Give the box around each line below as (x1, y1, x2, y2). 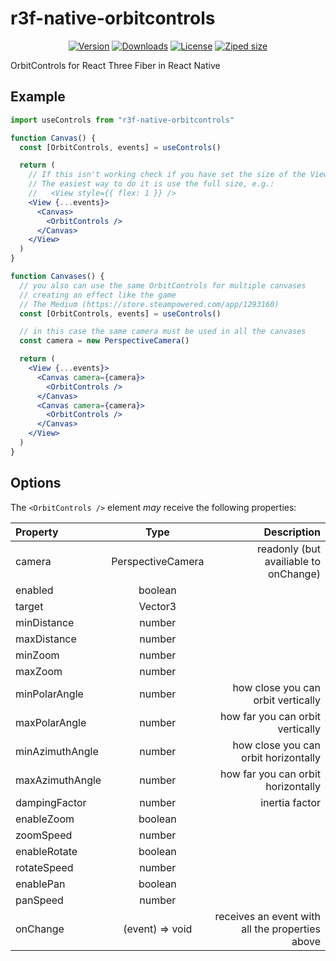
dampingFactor (15, 795, 87, 809)
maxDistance (15, 632, 77, 646)
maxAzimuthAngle (15, 773, 102, 787)
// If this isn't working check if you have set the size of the (28, 170, 307, 180)
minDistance (15, 615, 75, 629)
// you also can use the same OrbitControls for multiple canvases (19, 280, 307, 291)
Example (10, 88, 66, 106)
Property (15, 525, 59, 539)
